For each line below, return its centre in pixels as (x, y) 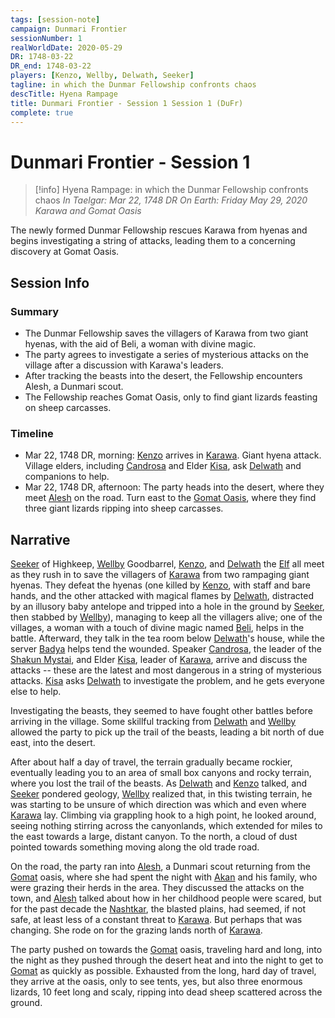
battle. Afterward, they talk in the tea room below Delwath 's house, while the (167, 638)
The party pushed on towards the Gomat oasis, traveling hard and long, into (166, 950)
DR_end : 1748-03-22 (51, 66)
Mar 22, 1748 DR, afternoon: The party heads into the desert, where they (174, 487)
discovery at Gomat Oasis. (65, 252)
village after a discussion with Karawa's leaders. (124, 365)
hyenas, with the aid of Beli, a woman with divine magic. (140, 344)
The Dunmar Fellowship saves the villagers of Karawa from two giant (166, 333)
